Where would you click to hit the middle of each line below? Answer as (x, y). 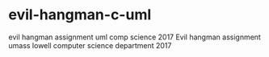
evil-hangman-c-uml (80, 15)
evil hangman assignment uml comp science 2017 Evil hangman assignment (134, 37)
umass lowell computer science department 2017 (90, 45)
